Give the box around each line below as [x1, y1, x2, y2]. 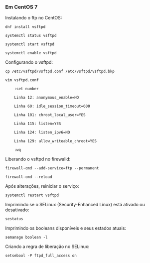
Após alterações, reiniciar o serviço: [5, 183, 79, 189]
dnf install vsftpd [5, 24, 46, 29]
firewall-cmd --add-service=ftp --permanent [5, 166, 99, 171]
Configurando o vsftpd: [5, 59, 53, 65]
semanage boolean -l [5, 235, 48, 240]
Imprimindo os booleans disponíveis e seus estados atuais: [5, 225, 126, 231]
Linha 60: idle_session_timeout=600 [14, 104, 91, 109]
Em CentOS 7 [5, 3, 38, 10]
